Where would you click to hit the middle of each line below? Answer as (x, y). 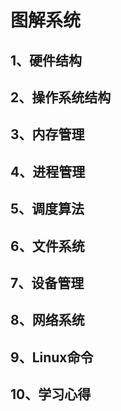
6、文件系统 (47, 246)
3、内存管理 (47, 134)
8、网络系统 (47, 320)
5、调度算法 (47, 209)
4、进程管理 (48, 171)
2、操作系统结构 (61, 97)
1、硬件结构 (46, 60)
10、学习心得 (51, 394)
